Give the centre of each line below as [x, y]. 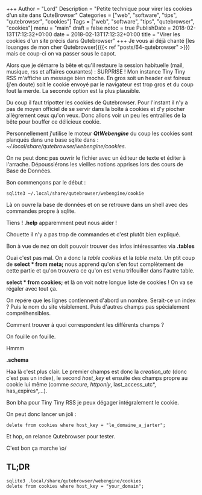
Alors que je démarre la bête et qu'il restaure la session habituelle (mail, [95, 65]
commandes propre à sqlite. [41, 211]
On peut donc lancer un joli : [41, 414]
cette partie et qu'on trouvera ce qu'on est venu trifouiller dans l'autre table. [100, 270]
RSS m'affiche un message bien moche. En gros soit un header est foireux [99, 78]
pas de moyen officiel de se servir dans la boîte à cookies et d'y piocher [96, 109]
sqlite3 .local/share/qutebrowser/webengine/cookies [74, 481]
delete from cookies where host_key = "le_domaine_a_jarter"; [86, 425]
